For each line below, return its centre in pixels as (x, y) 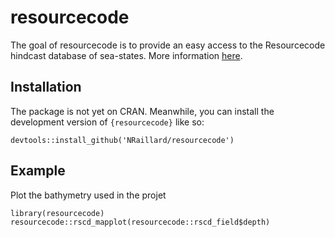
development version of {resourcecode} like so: (107, 122)
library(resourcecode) (57, 213)
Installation (46, 87)
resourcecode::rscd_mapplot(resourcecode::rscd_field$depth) (140, 222)
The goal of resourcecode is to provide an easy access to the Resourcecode (168, 45)
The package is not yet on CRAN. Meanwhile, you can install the (142, 111)
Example (38, 171)
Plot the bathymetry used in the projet (88, 195)
